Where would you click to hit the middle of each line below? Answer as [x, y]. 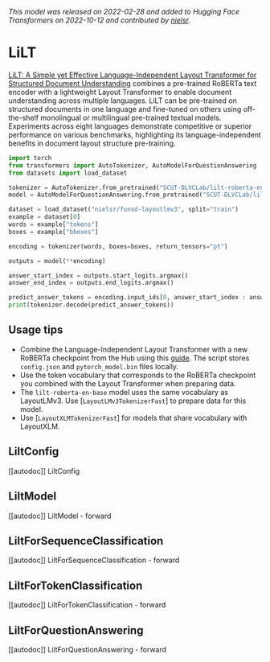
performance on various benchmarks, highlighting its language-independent [135, 134]
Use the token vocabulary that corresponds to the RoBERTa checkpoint [138, 375]
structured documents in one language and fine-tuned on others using [125, 109]
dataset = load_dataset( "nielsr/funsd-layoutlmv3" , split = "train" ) [124, 210]
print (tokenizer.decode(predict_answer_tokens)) [91, 305]
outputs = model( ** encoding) [57, 261]
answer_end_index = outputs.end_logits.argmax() [91, 283]
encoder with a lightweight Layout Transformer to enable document [120, 92]
